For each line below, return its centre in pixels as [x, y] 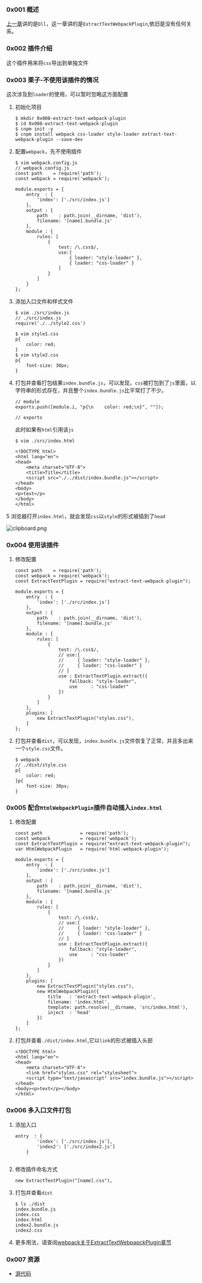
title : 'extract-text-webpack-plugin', [102, 997]
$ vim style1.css [37, 334]
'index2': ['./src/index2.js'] [76, 1147]
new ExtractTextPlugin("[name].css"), [64, 1181]
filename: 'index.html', [79, 1002]
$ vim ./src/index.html [45, 441]
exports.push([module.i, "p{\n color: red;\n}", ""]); [89, 407]
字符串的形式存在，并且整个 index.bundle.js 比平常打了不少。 [91, 390]
